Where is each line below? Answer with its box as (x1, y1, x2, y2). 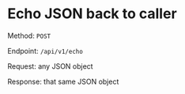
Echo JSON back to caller (7, 5, 177, 23)
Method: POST (7, 31, 51, 40)
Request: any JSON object (7, 61, 93, 71)
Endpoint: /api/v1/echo (7, 46, 84, 55)
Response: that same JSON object (7, 77, 119, 86)
